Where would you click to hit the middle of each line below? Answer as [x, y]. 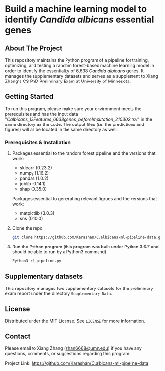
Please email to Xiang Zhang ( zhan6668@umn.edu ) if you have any [73, 348]
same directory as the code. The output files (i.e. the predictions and [75, 124]
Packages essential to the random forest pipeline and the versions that [84, 153]
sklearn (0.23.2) [36, 168]
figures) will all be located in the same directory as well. [62, 129]
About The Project [34, 48]
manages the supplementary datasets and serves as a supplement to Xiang [82, 76]
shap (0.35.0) [33, 189]
